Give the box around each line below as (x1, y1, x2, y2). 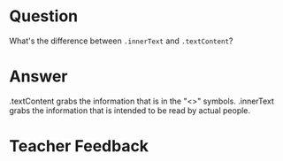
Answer (9, 66, 68, 87)
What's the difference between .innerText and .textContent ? (9, 35, 233, 46)
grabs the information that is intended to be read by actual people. (9, 104, 250, 116)
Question (9, 6, 78, 27)
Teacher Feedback (9, 136, 149, 157)
